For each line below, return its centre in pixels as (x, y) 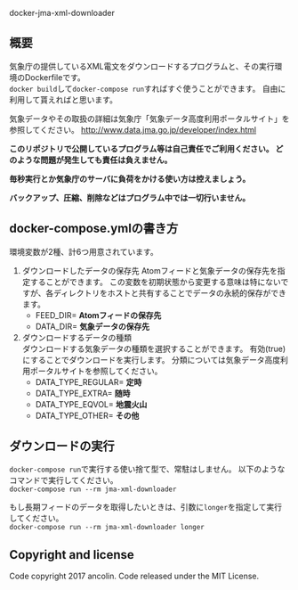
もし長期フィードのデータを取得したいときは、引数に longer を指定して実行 (146, 507)
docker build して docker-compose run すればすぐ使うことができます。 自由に (148, 88)
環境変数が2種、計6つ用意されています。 (84, 251)
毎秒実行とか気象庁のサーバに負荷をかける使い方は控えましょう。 (130, 178)
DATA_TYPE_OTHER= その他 (87, 415)
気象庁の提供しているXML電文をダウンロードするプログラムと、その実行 (142, 66)
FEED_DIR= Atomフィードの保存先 (98, 315)
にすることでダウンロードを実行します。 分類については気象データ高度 (151, 359)
